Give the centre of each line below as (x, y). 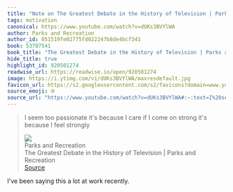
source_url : (24, 98)
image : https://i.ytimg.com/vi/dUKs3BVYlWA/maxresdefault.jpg (99, 78)
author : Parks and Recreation (51, 33)
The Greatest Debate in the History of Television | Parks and (110, 153)
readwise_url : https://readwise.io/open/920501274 (82, 72)
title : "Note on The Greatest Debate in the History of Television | (110, 14)
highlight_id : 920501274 (43, 65)
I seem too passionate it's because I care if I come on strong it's (115, 118)
